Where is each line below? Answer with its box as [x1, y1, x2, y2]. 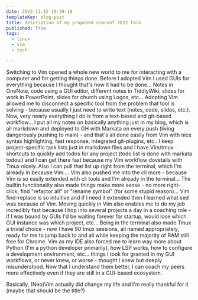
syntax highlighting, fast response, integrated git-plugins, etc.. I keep [6, 137, 174, 145]
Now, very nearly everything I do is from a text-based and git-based [6, 112, 172, 119]
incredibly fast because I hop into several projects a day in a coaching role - [6, 206, 191, 213]
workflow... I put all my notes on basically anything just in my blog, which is [6, 119, 189, 126]
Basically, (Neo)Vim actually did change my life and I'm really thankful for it [6, 281, 189, 288]
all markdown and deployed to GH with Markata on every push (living [6, 125, 174, 132]
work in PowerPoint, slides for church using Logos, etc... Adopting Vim [6, 93, 178, 100]
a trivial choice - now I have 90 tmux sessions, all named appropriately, [6, 225, 179, 232]
